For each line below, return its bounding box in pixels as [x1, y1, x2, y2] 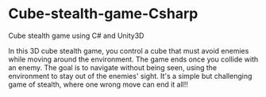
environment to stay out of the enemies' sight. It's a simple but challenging [8, 71, 253, 80]
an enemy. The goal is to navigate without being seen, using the [8, 62, 217, 72]
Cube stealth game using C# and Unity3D [8, 31, 145, 40]
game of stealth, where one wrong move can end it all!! [8, 80, 189, 89]
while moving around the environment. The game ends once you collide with [8, 54, 259, 64]
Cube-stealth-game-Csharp [8, 5, 199, 23]
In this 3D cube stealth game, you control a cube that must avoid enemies [8, 46, 249, 55]
